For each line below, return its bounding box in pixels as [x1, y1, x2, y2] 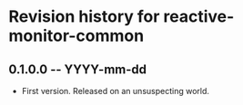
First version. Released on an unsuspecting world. [21, 86, 210, 96]
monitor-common [8, 25, 145, 46]
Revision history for [8, 6, 160, 27]
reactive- [163, 6, 235, 27]
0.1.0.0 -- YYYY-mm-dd [8, 62, 147, 77]
